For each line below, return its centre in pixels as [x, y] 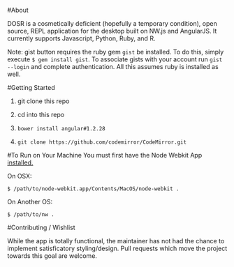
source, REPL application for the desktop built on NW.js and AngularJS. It [112, 31]
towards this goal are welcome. [52, 256]
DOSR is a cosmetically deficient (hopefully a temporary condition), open [112, 23]
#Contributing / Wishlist [41, 227]
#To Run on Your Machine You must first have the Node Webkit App [105, 155]
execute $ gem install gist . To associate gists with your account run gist [115, 59]
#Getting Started [31, 87]
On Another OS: [30, 202]
